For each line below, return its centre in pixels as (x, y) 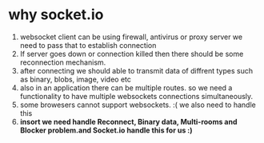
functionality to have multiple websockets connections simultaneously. (136, 96)
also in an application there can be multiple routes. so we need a (126, 87)
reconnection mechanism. (63, 62)
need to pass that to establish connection (88, 45)
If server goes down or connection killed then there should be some (132, 54)
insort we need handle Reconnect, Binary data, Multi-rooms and (128, 121)
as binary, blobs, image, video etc (76, 79)
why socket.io (56, 15)
